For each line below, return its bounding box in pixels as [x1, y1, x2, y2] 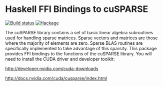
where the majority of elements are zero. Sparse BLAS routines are [5, 40, 143, 46]
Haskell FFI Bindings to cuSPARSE [5, 3, 148, 15]
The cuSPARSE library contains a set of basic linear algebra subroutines [5, 29, 153, 35]
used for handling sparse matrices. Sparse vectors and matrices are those [5, 35, 158, 41]
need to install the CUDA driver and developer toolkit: [5, 56, 115, 62]
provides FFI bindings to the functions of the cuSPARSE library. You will [5, 51, 152, 57]
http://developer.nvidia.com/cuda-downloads [5, 66, 98, 72]
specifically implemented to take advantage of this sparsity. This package [5, 45, 157, 51]
